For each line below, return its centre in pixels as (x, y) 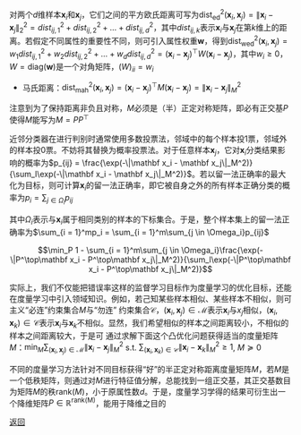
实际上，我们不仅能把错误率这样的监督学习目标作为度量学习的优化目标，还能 (150, 288)
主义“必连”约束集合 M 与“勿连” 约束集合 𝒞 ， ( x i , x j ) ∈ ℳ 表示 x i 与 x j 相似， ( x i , (144, 311)
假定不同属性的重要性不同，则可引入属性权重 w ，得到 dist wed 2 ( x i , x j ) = (160, 41)
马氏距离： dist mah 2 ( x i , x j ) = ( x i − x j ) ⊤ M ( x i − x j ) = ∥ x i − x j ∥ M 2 (132, 88)
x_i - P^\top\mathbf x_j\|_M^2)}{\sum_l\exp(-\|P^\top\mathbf (180, 260)
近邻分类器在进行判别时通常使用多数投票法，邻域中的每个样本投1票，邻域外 (148, 139)
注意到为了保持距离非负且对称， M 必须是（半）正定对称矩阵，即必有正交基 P (149, 108)
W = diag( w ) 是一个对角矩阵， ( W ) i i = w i (82, 68)
